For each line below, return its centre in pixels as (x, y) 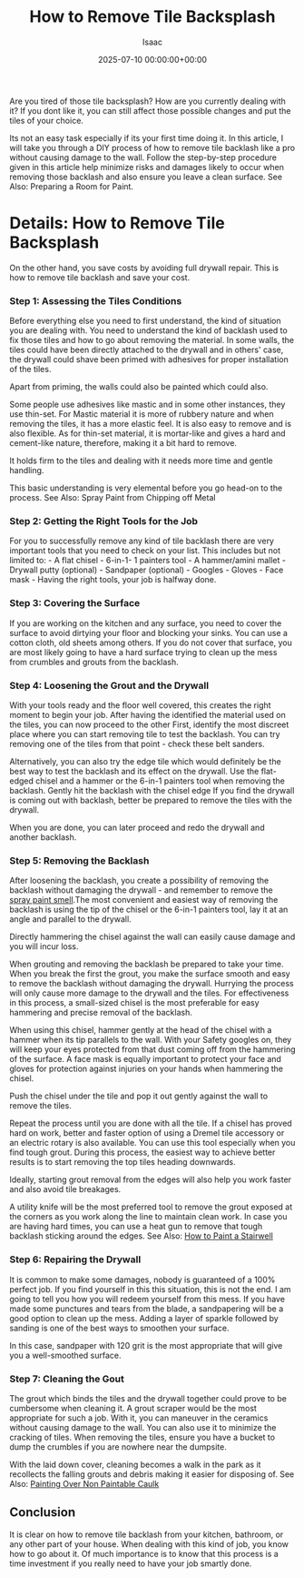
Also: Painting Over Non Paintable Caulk (84, 1483)
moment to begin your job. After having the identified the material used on (147, 715)
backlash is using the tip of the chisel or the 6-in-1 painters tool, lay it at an (149, 910)
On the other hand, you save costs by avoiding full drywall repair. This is (144, 268)
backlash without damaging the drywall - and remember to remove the (142, 890)
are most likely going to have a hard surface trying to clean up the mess (143, 652)
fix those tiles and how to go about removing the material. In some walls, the (152, 340)
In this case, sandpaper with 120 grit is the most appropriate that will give (146, 1345)
